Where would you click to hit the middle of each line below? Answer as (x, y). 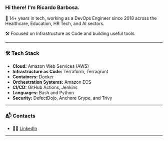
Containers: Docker (33, 77)
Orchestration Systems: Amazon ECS (52, 82)
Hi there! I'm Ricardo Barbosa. (42, 7)
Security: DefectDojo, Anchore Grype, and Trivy (62, 98)
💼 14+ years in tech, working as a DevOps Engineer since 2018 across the (81, 18)
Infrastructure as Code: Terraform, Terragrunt (60, 71)
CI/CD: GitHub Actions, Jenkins (45, 87)
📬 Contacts (20, 116)
